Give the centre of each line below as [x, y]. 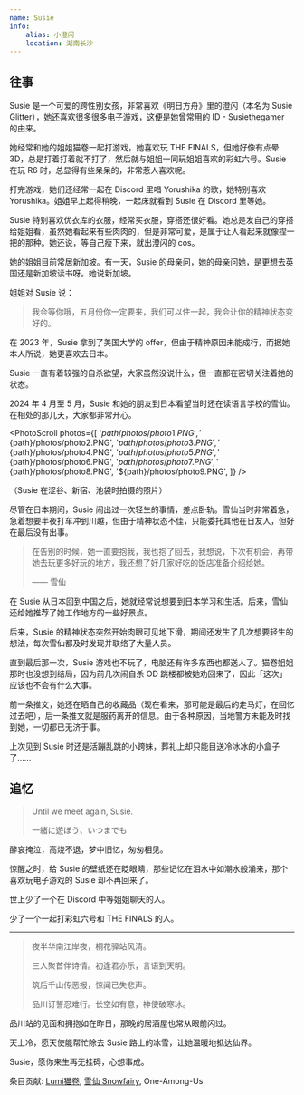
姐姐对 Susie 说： [42, 293]
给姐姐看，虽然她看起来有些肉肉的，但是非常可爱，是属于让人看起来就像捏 [148, 231]
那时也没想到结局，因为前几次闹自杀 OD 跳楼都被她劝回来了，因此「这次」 [148, 674]
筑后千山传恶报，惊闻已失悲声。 [91, 984]
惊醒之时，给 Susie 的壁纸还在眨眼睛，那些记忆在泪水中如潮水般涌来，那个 [149, 868]
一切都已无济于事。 [69, 727]
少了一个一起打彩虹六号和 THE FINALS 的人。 [94, 918]
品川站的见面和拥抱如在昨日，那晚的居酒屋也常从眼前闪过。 [120, 1023]
